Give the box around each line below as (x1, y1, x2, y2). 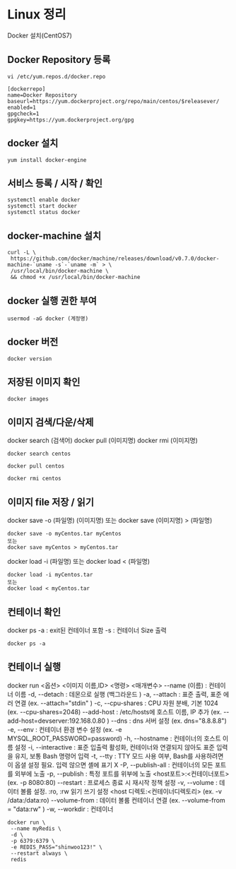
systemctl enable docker (7, 196, 81, 203)
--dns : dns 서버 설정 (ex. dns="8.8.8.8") (110, 716, 228, 725)
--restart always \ (10, 849, 69, 857)
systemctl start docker (7, 203, 78, 210)
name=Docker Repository (7, 91, 78, 99)
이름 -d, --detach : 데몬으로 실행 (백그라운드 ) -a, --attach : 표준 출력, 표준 (14, 690, 222, 698)
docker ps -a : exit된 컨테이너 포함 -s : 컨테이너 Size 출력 (7, 626, 167, 634)
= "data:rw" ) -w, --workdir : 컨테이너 (7, 805, 114, 813)
